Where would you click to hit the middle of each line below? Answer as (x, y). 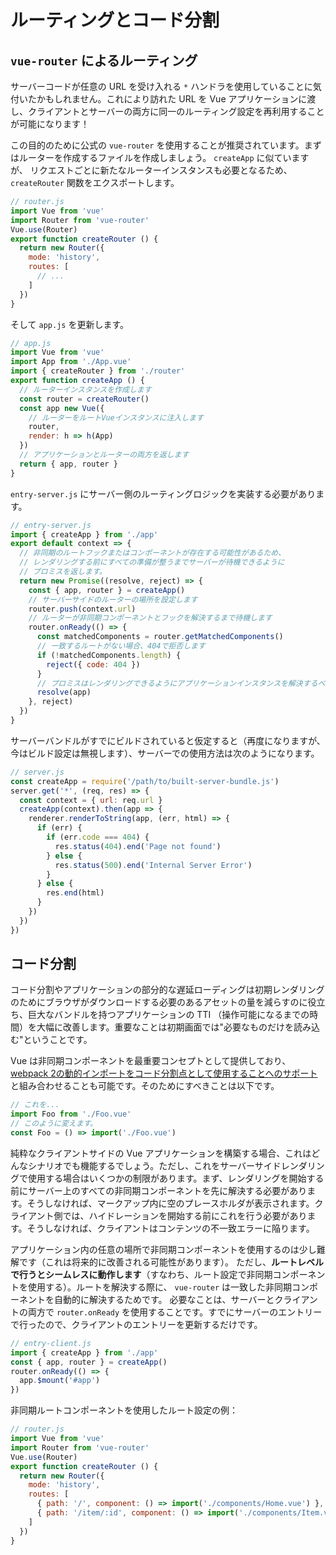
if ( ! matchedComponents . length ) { (109, 655)
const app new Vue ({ (62, 408)
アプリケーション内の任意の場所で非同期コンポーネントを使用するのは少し (163, 1249)
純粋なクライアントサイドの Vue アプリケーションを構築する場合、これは (161, 1153)
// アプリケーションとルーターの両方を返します (104, 455)
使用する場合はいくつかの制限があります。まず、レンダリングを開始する (176, 1178)
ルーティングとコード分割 (115, 20)
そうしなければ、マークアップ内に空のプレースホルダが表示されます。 (170, 1203)
